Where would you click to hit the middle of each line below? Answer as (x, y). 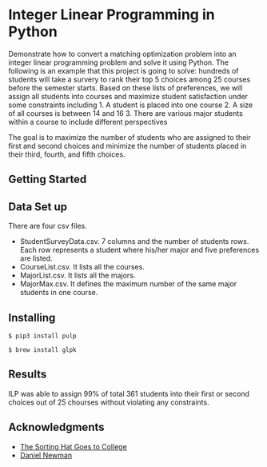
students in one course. (59, 293)
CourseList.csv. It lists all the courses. (82, 267)
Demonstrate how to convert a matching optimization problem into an (123, 54)
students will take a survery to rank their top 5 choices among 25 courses (130, 79)
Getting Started (48, 180)
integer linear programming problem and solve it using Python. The (119, 62)
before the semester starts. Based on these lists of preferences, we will (126, 88)
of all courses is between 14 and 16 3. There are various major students (126, 113)
